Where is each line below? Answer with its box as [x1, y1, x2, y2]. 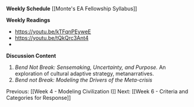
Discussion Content [6, 52, 57, 59]
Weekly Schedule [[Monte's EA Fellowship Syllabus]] [6, 5, 137, 12]
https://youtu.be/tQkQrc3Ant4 [14, 34, 89, 41]
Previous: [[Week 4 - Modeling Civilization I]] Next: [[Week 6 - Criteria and [6, 88, 189, 95]
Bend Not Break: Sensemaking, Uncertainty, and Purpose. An [14, 64, 166, 71]
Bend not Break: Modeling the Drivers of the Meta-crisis [14, 77, 153, 83]
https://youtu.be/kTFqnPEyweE [14, 28, 91, 35]
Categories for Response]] [6, 95, 71, 101]
